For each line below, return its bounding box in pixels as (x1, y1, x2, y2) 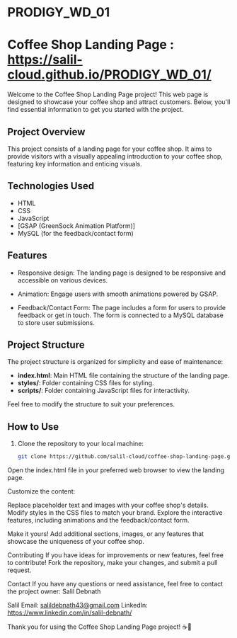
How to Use (7, 421, 59, 433)
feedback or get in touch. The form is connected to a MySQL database (17, 311, 224, 319)
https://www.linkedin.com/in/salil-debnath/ (7, 608, 132, 617)
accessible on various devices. (17, 275, 108, 284)
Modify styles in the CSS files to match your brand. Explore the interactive (7, 508, 223, 517)
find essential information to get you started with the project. (7, 106, 184, 114)
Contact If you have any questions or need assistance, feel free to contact (7, 580, 224, 588)
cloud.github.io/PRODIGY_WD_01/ (7, 67, 212, 83)
